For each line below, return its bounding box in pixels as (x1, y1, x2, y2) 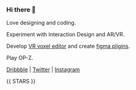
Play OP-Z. (6, 54, 34, 62)
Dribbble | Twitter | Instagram (6, 66, 81, 73)
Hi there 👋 (6, 5, 37, 14)
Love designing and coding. (6, 19, 76, 27)
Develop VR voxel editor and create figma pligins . (6, 42, 130, 50)
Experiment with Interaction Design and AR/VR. (6, 31, 125, 38)
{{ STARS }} (6, 78, 36, 85)
